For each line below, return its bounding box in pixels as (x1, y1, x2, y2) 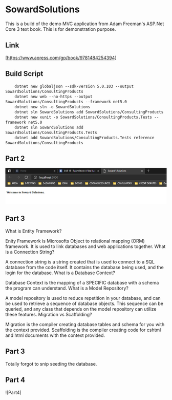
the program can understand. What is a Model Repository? (5, 285, 129, 291)
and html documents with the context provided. (5, 332, 105, 338)
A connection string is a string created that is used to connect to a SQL (5, 258, 155, 265)
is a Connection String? (5, 249, 55, 255)
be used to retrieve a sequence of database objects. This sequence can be (5, 300, 164, 307)
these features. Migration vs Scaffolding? (5, 311, 92, 317)
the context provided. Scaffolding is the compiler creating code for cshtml (5, 327, 161, 333)
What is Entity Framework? (5, 227, 62, 234)
